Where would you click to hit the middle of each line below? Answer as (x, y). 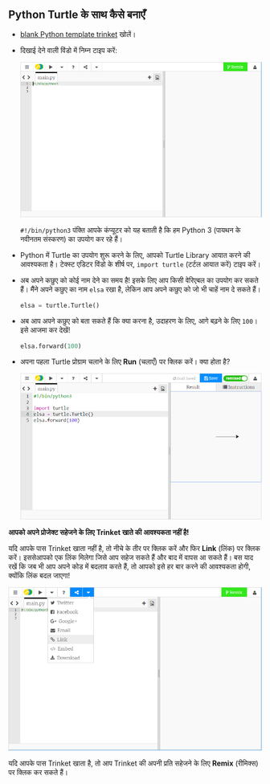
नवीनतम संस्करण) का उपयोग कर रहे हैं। (71, 239)
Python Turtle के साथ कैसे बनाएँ (77, 15)
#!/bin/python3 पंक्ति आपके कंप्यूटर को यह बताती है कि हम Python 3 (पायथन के (130, 230)
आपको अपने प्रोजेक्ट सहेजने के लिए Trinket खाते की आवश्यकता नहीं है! (99, 533)
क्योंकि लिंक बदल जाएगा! (39, 576)
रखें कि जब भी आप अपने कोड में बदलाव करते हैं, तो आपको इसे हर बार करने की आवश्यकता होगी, (129, 566)
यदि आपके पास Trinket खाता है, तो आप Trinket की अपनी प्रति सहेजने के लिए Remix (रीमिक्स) (133, 763)
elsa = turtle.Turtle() (60, 305)
